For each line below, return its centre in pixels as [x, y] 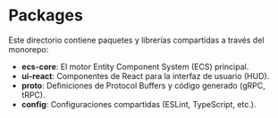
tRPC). [33, 95]
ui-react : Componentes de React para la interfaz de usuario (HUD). [145, 75]
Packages [46, 16]
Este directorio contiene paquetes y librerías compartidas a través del [136, 40]
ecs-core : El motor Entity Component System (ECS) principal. [135, 67]
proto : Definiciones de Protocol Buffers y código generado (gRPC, [143, 85]
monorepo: [29, 49]
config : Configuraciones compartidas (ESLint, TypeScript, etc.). [139, 104]
